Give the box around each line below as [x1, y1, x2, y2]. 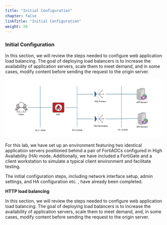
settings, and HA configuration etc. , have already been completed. [5, 178, 143, 184]
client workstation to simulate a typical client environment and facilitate [5, 158, 151, 164]
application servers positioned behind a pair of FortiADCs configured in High [5, 147, 163, 153]
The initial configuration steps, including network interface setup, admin [5, 173, 153, 179]
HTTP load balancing [5, 188, 50, 194]
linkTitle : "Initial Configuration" [5, 19, 81, 24]
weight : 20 [5, 24, 28, 29]
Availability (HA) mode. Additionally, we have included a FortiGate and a [5, 153, 152, 159]
